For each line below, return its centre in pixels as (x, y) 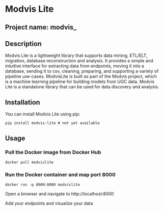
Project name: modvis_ (41, 27)
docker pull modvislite (29, 162)
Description (23, 43)
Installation (23, 102)
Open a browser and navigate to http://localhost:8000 (60, 194)
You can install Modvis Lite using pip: (43, 114)
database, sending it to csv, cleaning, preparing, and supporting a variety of (82, 71)
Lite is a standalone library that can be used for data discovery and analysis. (82, 87)
